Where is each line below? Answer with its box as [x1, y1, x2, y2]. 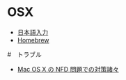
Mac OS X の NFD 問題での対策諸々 [17, 65, 120, 73]
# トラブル [7, 50, 42, 58]
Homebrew [17, 35, 49, 44]
